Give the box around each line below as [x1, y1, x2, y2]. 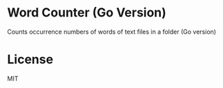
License [7, 52, 54, 67]
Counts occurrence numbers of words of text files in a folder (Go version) [7, 27, 216, 36]
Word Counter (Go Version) [7, 5, 167, 21]
